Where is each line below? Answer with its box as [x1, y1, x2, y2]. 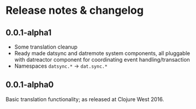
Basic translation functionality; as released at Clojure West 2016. [5, 95, 164, 102]
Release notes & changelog [5, 4, 144, 17]
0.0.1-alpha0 [5, 80, 55, 90]
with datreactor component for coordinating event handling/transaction [14, 56, 190, 63]
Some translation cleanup [14, 43, 78, 50]
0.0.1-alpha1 [5, 28, 52, 38]
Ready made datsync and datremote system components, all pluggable [14, 50, 190, 57]
